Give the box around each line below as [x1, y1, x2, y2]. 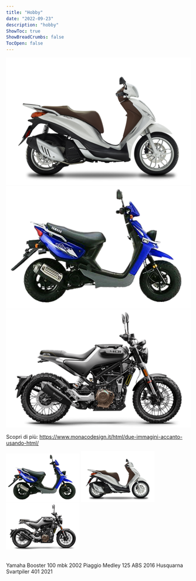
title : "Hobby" [6, 9, 43, 15]
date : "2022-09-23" [6, 15, 54, 22]
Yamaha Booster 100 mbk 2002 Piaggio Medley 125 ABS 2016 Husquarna [6, 562, 184, 569]
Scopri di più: [6, 434, 38, 441]
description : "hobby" [6, 22, 59, 28]
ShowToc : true [6, 28, 41, 34]
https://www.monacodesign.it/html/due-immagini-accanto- [39, 434, 183, 441]
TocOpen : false [6, 41, 43, 46]
